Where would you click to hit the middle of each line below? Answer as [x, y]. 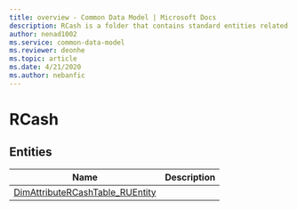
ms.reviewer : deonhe [48, 51]
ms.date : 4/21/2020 [45, 68]
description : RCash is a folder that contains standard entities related [149, 26]
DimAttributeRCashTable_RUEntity [85, 192]
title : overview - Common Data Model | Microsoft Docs [113, 17]
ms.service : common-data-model [67, 42]
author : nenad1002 [43, 34]
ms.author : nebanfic [48, 76]
